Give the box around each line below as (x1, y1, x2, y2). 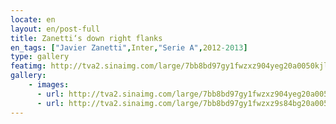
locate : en (10, 14, 56, 25)
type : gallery (10, 52, 70, 62)
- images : (28, 80, 70, 90)
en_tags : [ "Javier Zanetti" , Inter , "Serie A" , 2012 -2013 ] (10, 42, 248, 53)
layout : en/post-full (10, 24, 101, 34)
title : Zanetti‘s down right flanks (10, 33, 163, 43)
